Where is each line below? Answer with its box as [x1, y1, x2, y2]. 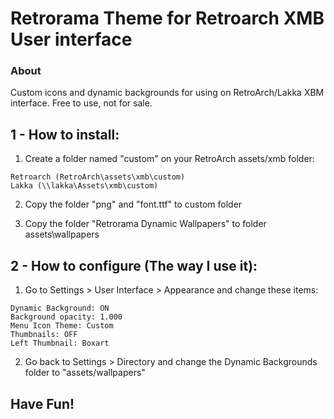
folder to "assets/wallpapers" [24, 367, 146, 379]
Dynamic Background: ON [10, 303, 110, 314]
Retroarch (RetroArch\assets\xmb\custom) [10, 172, 186, 182]
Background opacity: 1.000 [10, 312, 123, 322]
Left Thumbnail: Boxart [10, 338, 110, 349]
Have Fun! [10, 395, 75, 412]
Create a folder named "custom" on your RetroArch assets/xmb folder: [24, 153, 315, 165]
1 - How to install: [10, 126, 120, 143]
